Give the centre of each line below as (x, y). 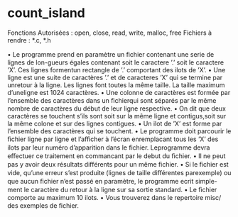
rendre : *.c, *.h (29, 40)
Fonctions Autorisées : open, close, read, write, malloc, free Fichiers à (109, 33)
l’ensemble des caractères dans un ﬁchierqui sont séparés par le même (112, 100)
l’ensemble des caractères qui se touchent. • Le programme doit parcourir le (119, 131)
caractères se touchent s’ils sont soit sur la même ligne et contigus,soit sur (117, 116)
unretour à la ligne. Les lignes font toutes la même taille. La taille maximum (116, 85)
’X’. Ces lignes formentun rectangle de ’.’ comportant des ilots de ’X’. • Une (117, 69)
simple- (206, 181)
